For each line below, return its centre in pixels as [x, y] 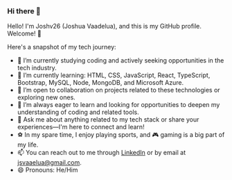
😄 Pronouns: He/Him [47, 170]
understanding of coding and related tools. [78, 112]
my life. [28, 145]
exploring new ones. [46, 97]
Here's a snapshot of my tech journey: [62, 47]
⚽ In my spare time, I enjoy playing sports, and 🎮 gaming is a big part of [121, 135]
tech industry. [37, 68]
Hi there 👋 [24, 11]
